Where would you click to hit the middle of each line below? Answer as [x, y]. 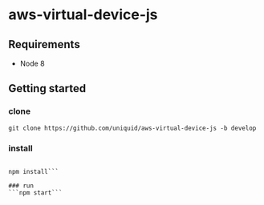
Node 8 [32, 63]
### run [21, 186]
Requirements [44, 44]
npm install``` [34, 171]
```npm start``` [35, 193]
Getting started [47, 88]
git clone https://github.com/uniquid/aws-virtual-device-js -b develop [132, 128]
